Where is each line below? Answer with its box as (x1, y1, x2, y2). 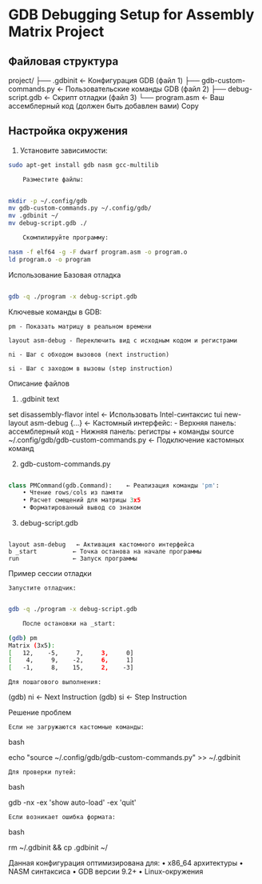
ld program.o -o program (8, 255, 91, 263)
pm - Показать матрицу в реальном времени (8, 322, 152, 330)
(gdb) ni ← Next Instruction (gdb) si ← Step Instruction (8, 692, 188, 702)
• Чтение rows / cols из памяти (22, 489, 124, 497)
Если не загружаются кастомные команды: (8, 723, 145, 731)
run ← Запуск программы (8, 554, 137, 563)
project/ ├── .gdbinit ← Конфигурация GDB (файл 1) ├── (8, 76, 200, 85)
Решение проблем (8, 708, 72, 718)
